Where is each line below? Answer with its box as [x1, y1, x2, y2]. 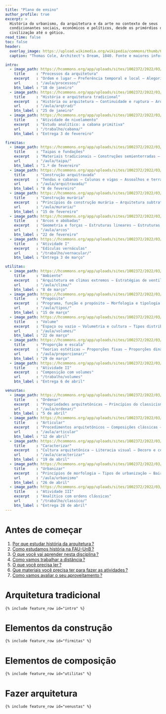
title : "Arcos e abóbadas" [14, 218, 81, 223]
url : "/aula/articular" [14, 429, 79, 434]
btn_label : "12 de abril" [14, 434, 70, 439]
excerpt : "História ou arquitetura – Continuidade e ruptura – [14, 99, 154, 104]
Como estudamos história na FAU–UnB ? [12, 546, 94, 552]
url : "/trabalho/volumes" [14, 375, 83, 380]
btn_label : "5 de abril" [14, 411, 68, 416]
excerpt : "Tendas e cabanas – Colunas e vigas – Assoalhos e [14, 177, 149, 182]
